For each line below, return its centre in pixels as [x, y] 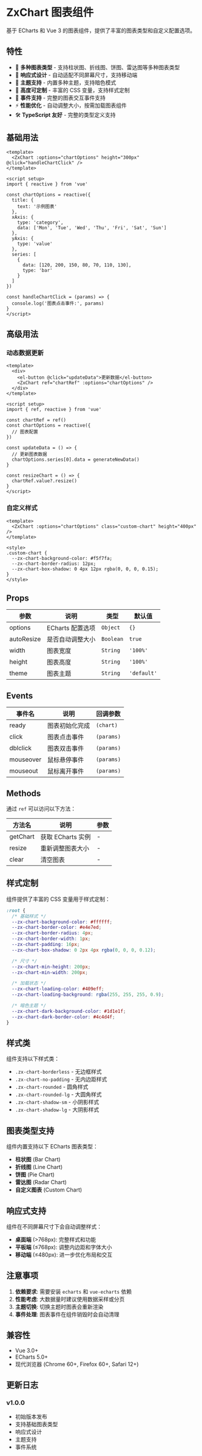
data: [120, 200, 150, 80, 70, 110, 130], [77, 265]
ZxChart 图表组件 [50, 12]
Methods [24, 793]
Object [110, 628]
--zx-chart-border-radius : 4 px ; [53, 933]
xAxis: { [23, 217]
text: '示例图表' [37, 206]
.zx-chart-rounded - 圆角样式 [52, 1087]
